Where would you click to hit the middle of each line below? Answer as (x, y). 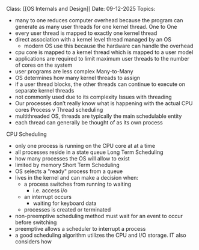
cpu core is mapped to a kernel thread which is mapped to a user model (104, 52)
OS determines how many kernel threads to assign (77, 78)
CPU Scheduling (26, 134)
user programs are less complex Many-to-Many (74, 71)
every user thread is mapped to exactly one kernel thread (86, 33)
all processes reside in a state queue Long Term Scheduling (89, 152)
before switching (36, 222)
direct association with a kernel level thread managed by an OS (93, 39)
